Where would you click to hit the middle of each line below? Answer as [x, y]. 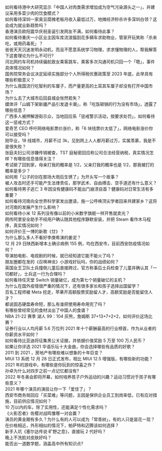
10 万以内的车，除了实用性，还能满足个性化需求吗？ [56, 407]
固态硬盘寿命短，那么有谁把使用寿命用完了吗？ [60, 304]
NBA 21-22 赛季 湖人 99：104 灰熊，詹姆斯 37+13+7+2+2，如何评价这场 [77, 316]
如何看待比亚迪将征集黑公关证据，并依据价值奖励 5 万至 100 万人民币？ [75, 340]
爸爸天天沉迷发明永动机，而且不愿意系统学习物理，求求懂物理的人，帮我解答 [81, 49]
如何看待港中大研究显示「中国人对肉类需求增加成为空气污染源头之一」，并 [78, 7]
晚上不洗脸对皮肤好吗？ [28, 437]
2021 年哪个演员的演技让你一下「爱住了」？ [48, 389]
